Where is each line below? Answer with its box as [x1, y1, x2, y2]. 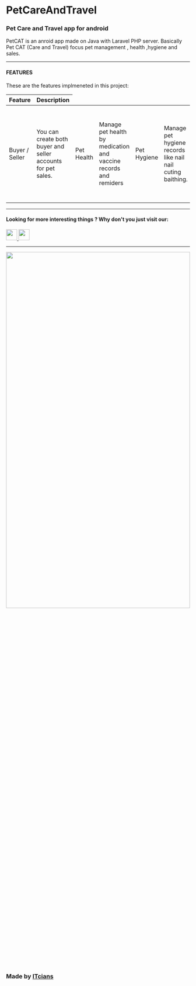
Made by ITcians [6, 972, 54, 980]
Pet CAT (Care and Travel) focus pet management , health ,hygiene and [6, 44, 178, 51]
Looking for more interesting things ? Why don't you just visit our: [6, 216, 169, 223]
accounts [36, 157, 62, 165]
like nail [163, 153, 185, 161]
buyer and [36, 142, 65, 150]
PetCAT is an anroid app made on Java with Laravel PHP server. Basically [6, 37, 183, 44]
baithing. [163, 175, 188, 183]
